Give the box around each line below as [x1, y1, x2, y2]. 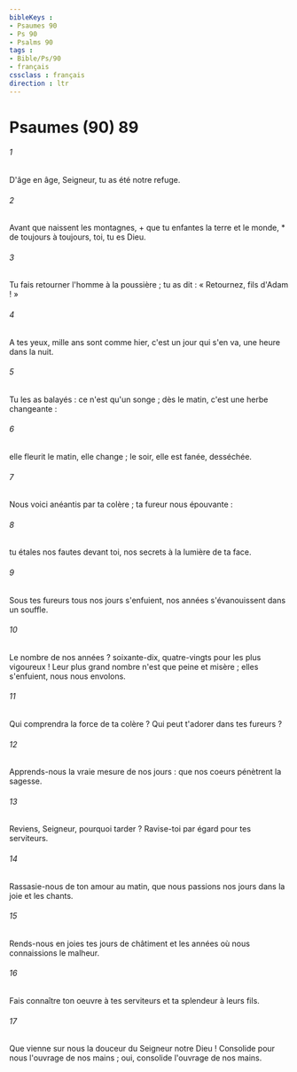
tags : [9, 46, 34, 55]
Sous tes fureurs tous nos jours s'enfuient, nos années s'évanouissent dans [9, 595, 286, 605]
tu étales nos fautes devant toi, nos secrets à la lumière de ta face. [9, 547, 252, 557]
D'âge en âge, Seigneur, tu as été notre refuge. [9, 175, 181, 185]
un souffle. [9, 604, 49, 615]
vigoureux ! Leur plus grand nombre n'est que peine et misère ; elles [9, 661, 259, 672]
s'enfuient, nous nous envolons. [9, 671, 126, 682]
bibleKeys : [9, 12, 53, 22]
